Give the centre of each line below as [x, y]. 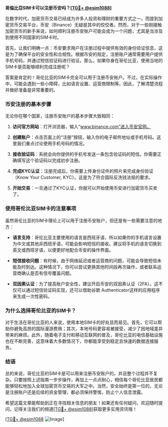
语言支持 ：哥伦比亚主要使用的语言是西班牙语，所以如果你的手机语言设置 [87, 237]
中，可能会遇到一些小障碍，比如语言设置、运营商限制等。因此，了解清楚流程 [84, 84]
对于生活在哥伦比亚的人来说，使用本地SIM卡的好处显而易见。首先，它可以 [81, 322]
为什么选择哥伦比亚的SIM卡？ [41, 310]
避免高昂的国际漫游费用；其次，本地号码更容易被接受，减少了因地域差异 [88, 328]
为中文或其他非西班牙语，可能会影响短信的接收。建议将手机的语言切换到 [87, 244]
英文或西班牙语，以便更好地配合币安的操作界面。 [63, 250]
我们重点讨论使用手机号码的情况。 [52, 144]
